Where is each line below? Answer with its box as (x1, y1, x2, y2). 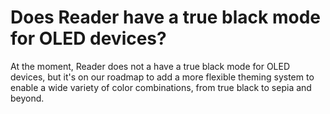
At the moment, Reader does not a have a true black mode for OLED (10, 60, 291, 72)
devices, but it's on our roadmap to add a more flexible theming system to (10, 71, 315, 83)
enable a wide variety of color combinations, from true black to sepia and (10, 81, 312, 93)
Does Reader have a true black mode (10, 6, 321, 29)
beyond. (10, 92, 45, 104)
